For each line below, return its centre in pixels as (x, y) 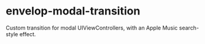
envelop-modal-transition (73, 11)
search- (189, 28)
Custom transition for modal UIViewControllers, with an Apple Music (92, 28)
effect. (28, 34)
